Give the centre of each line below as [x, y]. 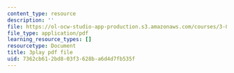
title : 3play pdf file [40, 53]
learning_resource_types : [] [49, 40]
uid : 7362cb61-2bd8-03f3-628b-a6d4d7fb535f [71, 59]
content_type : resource [42, 14]
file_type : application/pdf [48, 33]
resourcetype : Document [42, 46]
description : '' [31, 20]
